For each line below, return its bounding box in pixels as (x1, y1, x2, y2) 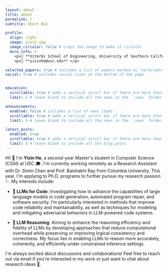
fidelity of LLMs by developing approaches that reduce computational (12, 224, 156, 231)
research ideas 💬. (5, 261, 41, 267)
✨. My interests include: (5, 178, 54, 184)
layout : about (5, 7, 35, 13)
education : (5, 86, 28, 91)
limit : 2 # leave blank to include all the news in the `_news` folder (9, 95, 162, 100)
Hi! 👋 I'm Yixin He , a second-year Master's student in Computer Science (5, 155, 154, 161)
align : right (9, 35, 37, 40)
